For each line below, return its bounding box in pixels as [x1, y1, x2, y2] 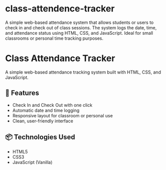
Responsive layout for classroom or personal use [12, 112, 113, 118]
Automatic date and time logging [12, 107, 80, 113]
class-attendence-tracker [5, 3, 115, 14]
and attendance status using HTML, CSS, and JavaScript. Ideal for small [5, 30, 154, 36]
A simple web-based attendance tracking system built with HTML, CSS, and [5, 69, 161, 75]
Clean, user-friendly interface [12, 118, 73, 124]
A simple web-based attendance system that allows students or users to [5, 19, 154, 25]
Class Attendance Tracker [5, 53, 116, 64]
